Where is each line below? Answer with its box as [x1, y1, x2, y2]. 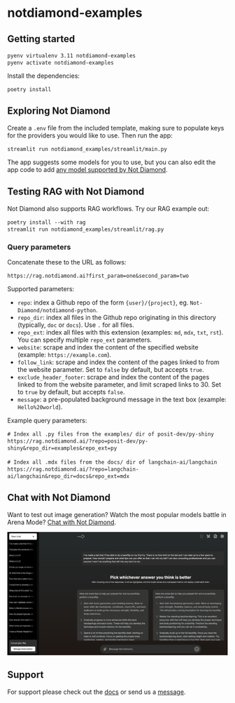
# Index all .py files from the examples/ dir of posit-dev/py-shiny [7, 430, 215, 438]
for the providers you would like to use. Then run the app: [7, 131, 173, 140]
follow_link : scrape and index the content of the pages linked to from [17, 358, 220, 366]
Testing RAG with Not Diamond [7, 186, 145, 198]
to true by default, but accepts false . [17, 387, 125, 396]
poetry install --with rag [7, 219, 86, 226]
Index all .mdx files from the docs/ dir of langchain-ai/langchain [13, 458, 218, 466]
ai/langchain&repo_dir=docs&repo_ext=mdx [7, 472, 130, 480]
